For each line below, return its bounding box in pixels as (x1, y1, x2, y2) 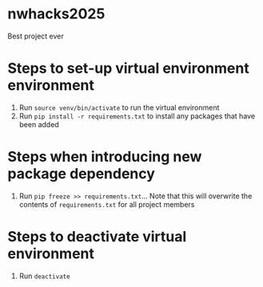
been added (18, 119, 59, 129)
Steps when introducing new (7, 148, 202, 166)
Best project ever (7, 31, 65, 41)
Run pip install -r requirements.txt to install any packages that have (18, 111, 256, 121)
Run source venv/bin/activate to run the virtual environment (18, 102, 220, 112)
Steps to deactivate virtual (7, 228, 187, 245)
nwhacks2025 (7, 5, 106, 23)
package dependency (7, 165, 155, 183)
